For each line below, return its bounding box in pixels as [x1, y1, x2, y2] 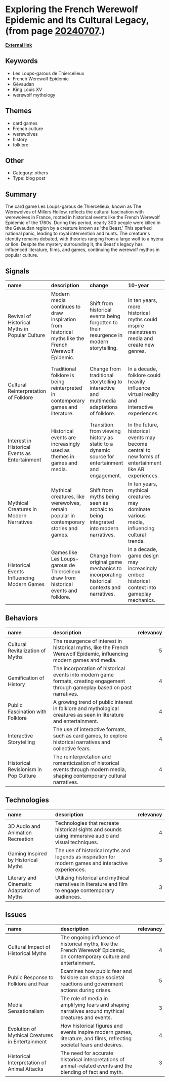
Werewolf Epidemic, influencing [53, 650, 129, 657]
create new [128, 342, 155, 348]
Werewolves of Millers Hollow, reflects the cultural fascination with [5, 209, 144, 215]
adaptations [90, 404, 118, 410]
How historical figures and [60, 1023, 123, 1030]
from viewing [90, 428, 121, 435]
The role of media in [60, 995, 108, 1002]
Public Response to [8, 974, 54, 981]
